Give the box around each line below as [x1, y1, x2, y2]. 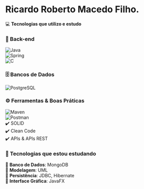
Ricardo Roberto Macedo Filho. [5, 4, 139, 15]
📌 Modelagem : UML [5, 167, 48, 173]
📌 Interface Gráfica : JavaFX [5, 178, 65, 184]
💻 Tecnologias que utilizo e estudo [5, 20, 82, 27]
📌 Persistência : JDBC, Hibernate [5, 173, 75, 179]
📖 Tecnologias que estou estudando [5, 150, 96, 157]
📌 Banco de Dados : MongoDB [5, 162, 68, 168]
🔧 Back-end [5, 35, 35, 42]
